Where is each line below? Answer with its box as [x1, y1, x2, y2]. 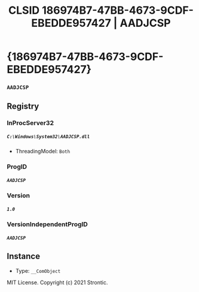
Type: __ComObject [15, 267, 61, 274]
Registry [7, 101, 39, 111]
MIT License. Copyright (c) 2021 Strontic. [7, 279, 108, 286]
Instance [7, 251, 41, 261]
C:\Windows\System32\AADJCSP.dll [7, 134, 90, 140]
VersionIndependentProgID [7, 220, 88, 229]
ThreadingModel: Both [15, 148, 71, 155]
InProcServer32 [7, 119, 54, 127]
